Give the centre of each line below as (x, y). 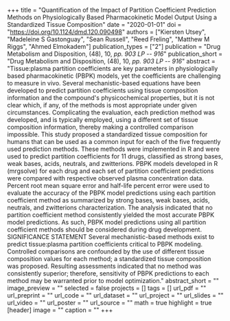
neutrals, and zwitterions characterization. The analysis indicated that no (110, 207)
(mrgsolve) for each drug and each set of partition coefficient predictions (111, 171)
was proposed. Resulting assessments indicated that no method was (104, 266)
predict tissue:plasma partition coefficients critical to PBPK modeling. (105, 244)
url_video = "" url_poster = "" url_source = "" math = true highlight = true (110, 303)
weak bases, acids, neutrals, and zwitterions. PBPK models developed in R (113, 164)
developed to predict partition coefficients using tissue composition (103, 90)
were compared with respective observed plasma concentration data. (105, 178)
